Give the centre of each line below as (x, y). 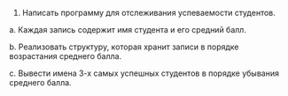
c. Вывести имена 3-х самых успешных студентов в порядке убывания (144, 73)
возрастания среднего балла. (66, 56)
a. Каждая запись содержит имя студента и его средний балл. (128, 30)
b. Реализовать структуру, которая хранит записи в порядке (124, 47)
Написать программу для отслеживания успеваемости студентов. (149, 13)
